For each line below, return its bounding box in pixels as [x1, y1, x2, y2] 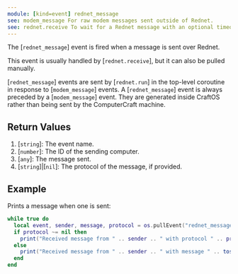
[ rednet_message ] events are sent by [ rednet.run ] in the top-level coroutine [7, 78, 225, 86]
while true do [7, 215, 50, 222]
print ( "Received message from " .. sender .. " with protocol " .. [20, 235, 223, 242]
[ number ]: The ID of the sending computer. [17, 147, 140, 156]
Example [7, 183, 47, 195]
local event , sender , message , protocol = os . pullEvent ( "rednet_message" [13, 222, 236, 229]
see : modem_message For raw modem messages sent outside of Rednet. [7, 17, 214, 24]
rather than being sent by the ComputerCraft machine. [7, 101, 166, 109]
